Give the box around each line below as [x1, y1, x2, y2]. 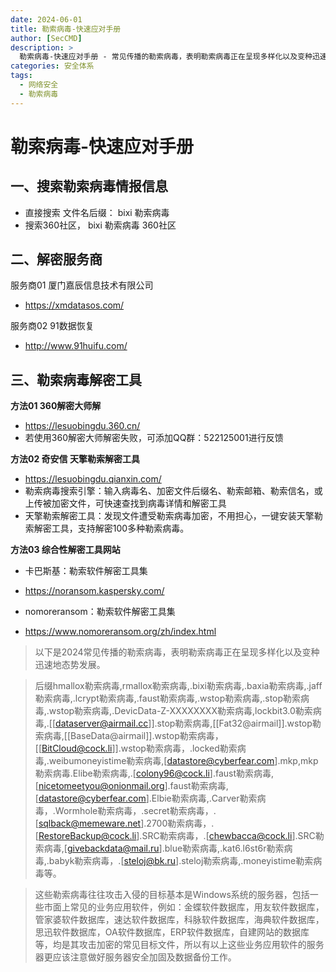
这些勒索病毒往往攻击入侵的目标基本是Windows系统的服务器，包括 [34, 889, 310, 901]
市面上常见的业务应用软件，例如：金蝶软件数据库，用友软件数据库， [43, 901, 325, 913]
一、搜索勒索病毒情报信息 [10, 178, 168, 195]
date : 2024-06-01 [10, 14, 83, 25]
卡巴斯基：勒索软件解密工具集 [24, 565, 148, 577]
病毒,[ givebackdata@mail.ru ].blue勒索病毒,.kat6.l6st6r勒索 [43, 842, 285, 855]
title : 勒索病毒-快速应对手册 [10, 24, 122, 34]
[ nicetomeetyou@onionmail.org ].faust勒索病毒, [34, 780, 229, 792]
